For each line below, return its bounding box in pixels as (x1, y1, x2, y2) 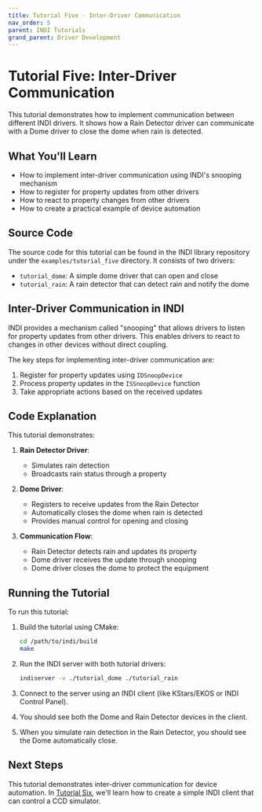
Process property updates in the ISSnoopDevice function (19, 378, 201, 388)
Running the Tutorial (8, 586, 110, 600)
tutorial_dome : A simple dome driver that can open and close (19, 270, 218, 280)
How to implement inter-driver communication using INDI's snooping (19, 171, 242, 179)
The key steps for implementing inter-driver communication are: (8, 355, 215, 364)
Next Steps (8, 759, 64, 772)
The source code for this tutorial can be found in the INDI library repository (8, 247, 250, 256)
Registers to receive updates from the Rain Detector (31, 500, 199, 509)
